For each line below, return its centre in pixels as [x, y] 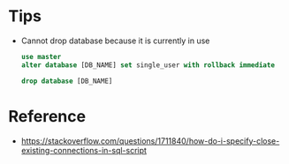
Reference [47, 116]
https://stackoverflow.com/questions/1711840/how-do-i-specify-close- [150, 141]
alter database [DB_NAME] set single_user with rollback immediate [148, 65]
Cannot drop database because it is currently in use [115, 41]
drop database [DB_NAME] [67, 81]
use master [41, 56]
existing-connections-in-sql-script [84, 150]
